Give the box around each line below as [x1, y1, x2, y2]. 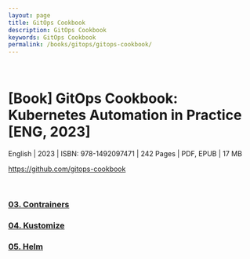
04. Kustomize [8, 220, 65, 231]
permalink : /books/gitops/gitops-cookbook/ [8, 41, 153, 49]
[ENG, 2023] [8, 123, 91, 141]
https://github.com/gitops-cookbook [8, 164, 126, 173]
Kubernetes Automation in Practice [8, 107, 242, 124]
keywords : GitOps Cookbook [8, 33, 96, 42]
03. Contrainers [8, 199, 70, 210]
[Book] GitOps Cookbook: [8, 89, 179, 108]
